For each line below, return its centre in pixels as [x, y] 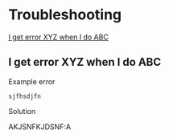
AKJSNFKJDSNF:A [39, 127]
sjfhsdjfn [25, 96]
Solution [22, 111]
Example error [32, 81]
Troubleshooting [65, 15]
